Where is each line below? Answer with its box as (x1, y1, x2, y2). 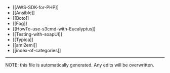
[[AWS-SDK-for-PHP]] (12, 5, 59, 10)
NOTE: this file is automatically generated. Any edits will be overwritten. (5, 62, 154, 68)
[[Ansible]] (12, 10, 35, 16)
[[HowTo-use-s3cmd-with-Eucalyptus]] (12, 26, 96, 32)
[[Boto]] (12, 15, 29, 21)
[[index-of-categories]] (12, 48, 61, 53)
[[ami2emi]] (12, 42, 37, 48)
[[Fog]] (12, 20, 27, 26)
